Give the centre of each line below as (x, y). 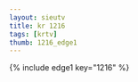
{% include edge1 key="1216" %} (69, 68)
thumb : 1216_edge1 (43, 42)
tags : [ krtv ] (33, 34)
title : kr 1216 (37, 26)
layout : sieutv (37, 17)
